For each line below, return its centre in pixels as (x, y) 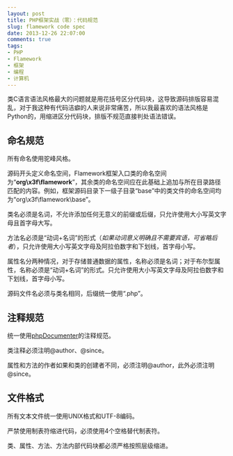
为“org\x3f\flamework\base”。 (51, 200)
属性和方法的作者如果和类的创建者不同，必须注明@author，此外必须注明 (111, 365)
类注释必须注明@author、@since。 (57, 350)
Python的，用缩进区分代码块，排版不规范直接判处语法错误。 (94, 116)
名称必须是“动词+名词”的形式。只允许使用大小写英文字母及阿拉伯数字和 (121, 270)
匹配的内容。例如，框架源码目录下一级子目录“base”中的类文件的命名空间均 (114, 191)
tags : (15, 46)
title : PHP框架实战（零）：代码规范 (53, 20)
